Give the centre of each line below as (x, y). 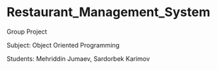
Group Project (27, 31)
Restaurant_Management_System (108, 12)
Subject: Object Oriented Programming (63, 45)
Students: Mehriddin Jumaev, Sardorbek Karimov (78, 58)
